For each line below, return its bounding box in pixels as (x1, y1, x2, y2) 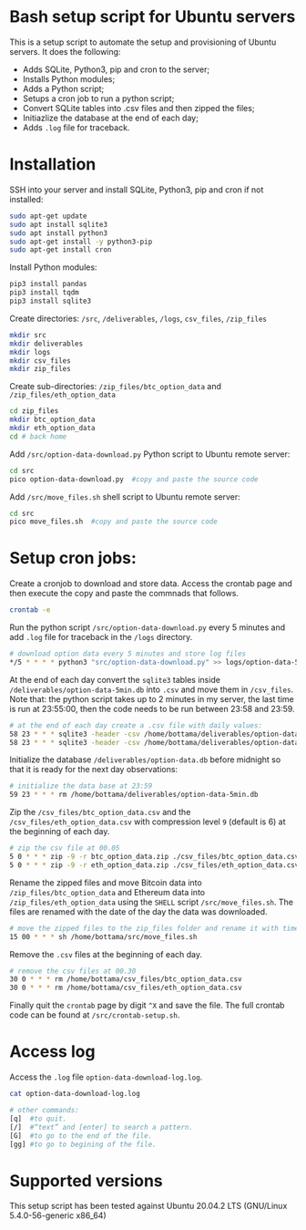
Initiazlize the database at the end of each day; (22, 112, 199, 123)
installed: (9, 193, 44, 204)
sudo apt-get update (9, 212, 88, 221)
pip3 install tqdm (9, 288, 79, 297)
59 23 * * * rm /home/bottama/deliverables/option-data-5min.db (9, 791, 259, 800)
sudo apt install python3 (9, 228, 107, 238)
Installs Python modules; (22, 73, 116, 84)
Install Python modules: (9, 262, 97, 273)
